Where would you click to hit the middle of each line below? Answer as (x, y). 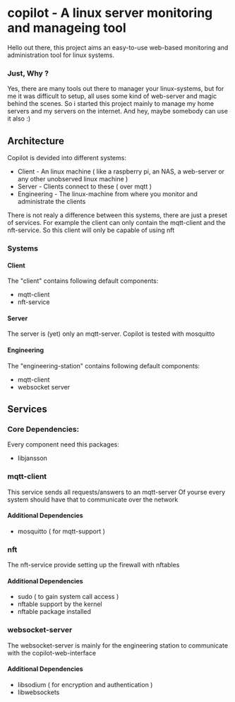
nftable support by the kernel (60, 604)
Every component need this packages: (64, 444)
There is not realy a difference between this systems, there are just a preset (117, 215)
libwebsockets (38, 692)
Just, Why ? (28, 73)
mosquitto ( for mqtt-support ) (61, 531)
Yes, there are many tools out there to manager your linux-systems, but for (116, 89)
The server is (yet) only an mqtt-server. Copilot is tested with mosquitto (111, 334)
